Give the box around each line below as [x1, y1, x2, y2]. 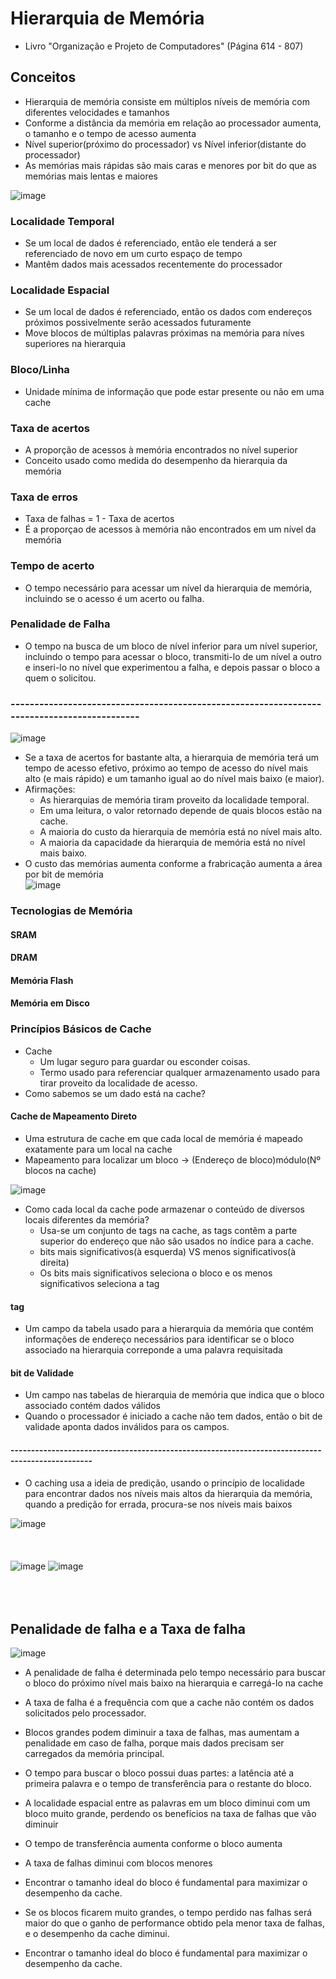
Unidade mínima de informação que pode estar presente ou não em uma [24, 385, 325, 397]
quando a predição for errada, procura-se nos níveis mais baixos [24, 1498, 293, 1510]
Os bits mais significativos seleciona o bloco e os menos [39, 1267, 273, 1279]
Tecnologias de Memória [10, 904, 133, 918]
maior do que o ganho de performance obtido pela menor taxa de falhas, [24, 1917, 325, 1929]
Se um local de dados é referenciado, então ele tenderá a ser [24, 237, 277, 249]
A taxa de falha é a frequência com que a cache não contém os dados [24, 1697, 315, 1709]
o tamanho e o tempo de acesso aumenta [24, 127, 197, 139]
